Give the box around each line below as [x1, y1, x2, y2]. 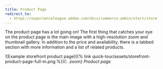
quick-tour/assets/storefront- [92, 54, 150, 59]
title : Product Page [5, 7, 47, 12]
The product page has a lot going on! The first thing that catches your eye [5, 29, 153, 35]
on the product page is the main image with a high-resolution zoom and [5, 34, 148, 40]
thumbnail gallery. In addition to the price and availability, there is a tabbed [5, 39, 154, 45]
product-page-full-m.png [5, 58, 56, 65]
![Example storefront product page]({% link [5, 54, 91, 59]
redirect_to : [5, 11, 32, 16]
